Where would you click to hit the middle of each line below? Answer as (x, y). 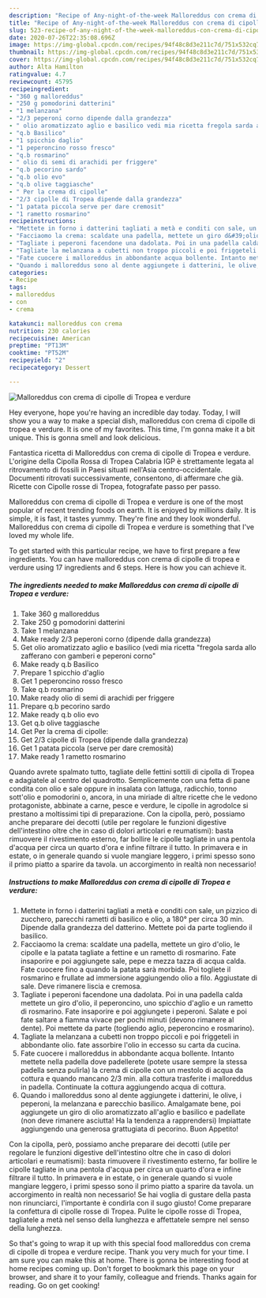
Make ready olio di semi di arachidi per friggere (97, 698)
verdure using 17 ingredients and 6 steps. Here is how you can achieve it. (128, 567)
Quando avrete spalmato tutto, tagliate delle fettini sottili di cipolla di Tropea (132, 772)
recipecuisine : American (50, 338)
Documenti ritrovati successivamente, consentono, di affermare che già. (126, 478)
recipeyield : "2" (37, 360)
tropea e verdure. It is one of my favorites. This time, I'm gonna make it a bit (132, 429)
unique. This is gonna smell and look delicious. (85, 437)
